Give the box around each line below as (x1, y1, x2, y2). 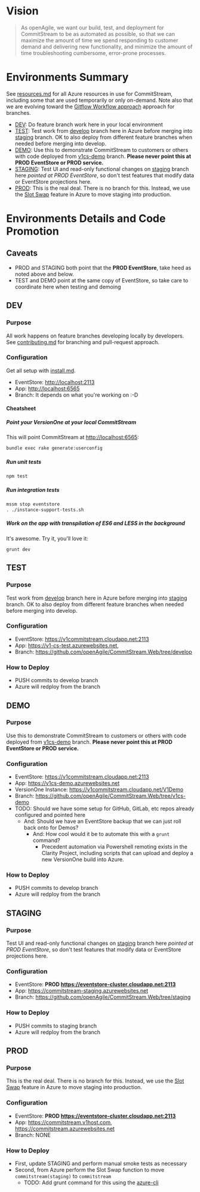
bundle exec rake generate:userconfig (6, 445, 103, 451)
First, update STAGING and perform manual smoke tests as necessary (14, 1160, 187, 1167)
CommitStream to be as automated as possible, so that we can (20, 30, 175, 37)
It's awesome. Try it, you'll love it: (6, 534, 88, 542)
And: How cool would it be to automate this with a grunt (32, 831, 170, 838)
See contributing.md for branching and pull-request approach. (6, 338, 160, 345)
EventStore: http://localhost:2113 (14, 378, 95, 385)
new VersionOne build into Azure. (41, 856, 124, 863)
